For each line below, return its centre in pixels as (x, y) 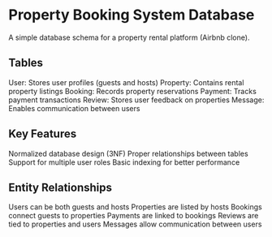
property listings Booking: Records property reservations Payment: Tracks (133, 91)
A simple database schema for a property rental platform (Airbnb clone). (129, 37)
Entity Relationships (60, 187)
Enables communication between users (74, 108)
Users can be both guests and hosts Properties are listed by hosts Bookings (135, 207)
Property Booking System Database (132, 15)
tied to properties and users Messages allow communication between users (135, 224)
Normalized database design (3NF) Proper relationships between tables (129, 153)
